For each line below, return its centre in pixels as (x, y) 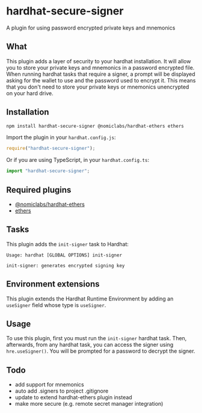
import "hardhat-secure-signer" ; (48, 171)
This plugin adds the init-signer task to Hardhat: (68, 244)
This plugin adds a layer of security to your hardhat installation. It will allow (99, 61)
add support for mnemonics (49, 385)
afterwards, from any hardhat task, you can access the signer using (90, 345)
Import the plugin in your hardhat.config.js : (61, 137)
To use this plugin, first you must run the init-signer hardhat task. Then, (96, 338)
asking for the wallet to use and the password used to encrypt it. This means (101, 80)
